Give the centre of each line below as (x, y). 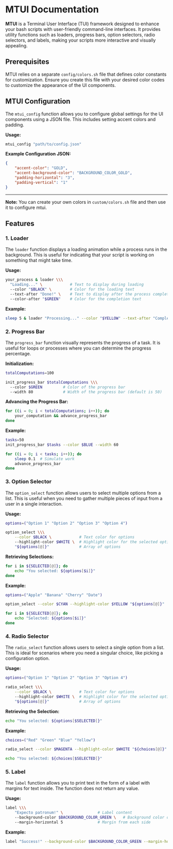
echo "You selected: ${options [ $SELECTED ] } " (54, 721)
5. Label (15, 772)
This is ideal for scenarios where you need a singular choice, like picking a (84, 653)
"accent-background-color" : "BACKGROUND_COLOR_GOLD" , (73, 173)
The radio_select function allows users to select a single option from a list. (85, 648)
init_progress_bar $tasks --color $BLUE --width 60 (62, 445)
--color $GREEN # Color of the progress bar (68, 387)
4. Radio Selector (27, 636)
